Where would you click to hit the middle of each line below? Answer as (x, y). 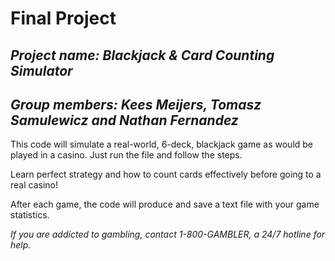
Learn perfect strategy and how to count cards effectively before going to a (166, 174)
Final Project (63, 18)
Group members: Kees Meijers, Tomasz (136, 104)
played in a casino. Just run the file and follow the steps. (126, 155)
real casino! (34, 185)
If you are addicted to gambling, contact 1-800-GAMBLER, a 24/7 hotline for (168, 234)
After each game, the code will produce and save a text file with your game (165, 204)
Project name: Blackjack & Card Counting (142, 55)
